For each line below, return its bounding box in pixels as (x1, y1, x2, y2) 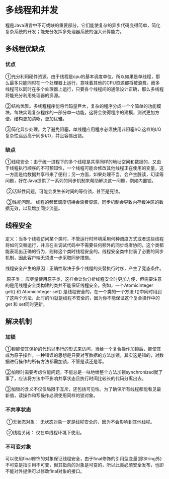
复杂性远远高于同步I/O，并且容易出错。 (5, 132, 87, 138)
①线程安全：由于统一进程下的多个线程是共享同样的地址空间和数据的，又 (5, 158, 157, 165)
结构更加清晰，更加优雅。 (14, 115, 67, 121)
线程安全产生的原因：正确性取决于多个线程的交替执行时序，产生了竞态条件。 (5, 265, 164, 271)
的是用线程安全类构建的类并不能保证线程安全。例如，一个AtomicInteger (5, 282, 153, 288)
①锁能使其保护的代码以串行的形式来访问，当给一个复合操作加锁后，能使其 (5, 346, 161, 352)
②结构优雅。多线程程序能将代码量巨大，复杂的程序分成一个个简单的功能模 (5, 103, 161, 109)
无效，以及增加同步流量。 (9, 205, 63, 211)
